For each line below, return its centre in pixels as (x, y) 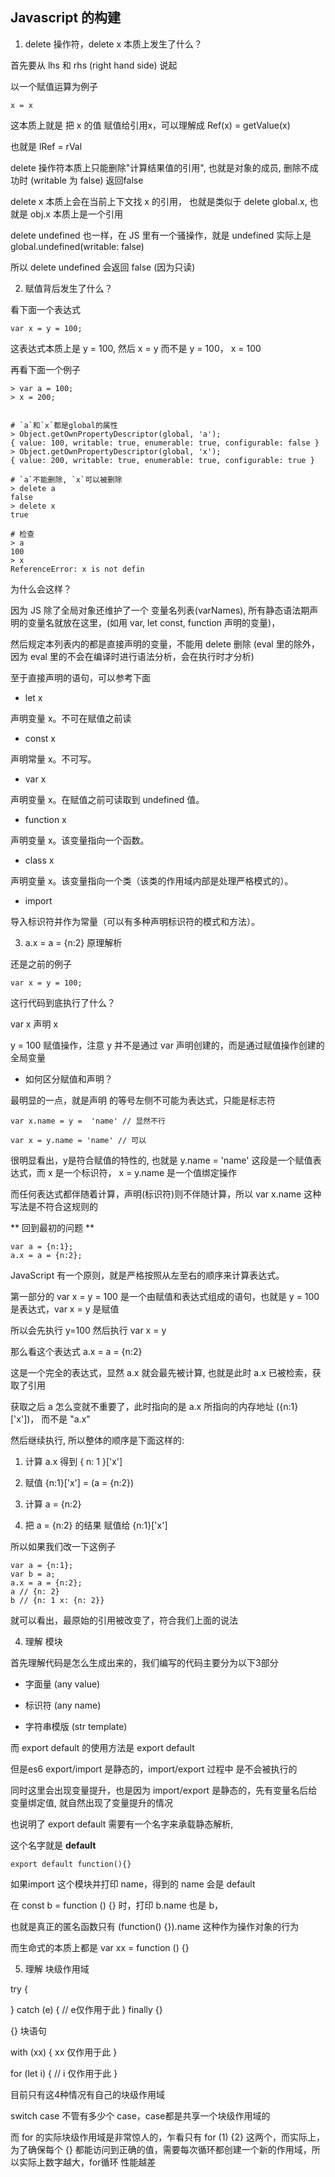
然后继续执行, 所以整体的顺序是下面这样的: (97, 1440)
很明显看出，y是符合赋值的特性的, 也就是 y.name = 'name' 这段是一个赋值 (161, 1160)
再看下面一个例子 (45, 369)
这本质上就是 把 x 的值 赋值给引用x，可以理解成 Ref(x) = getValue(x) (150, 125)
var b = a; (33, 1574)
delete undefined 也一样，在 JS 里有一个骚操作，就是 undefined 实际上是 (161, 235)
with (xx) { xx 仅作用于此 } (64, 2052)
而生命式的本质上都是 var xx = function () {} (100, 1947)
